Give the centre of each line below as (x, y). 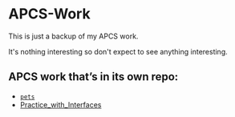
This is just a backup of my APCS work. (73, 36)
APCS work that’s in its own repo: (93, 77)
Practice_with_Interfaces (61, 104)
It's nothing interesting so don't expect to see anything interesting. (118, 51)
